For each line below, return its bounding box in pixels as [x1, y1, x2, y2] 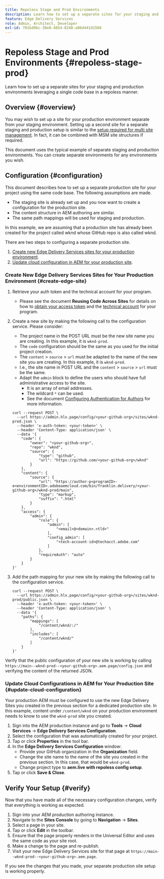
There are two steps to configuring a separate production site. [5, 239, 131, 245]
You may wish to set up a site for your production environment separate [5, 116, 150, 122]
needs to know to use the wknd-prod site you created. [5, 713, 112, 719]
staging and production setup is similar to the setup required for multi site [5, 126, 153, 133]
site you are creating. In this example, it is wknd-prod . [19, 359, 126, 365]
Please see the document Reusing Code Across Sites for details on [19, 298, 156, 304]
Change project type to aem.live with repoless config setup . [19, 764, 143, 770]
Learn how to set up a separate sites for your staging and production [5, 84, 144, 90]
